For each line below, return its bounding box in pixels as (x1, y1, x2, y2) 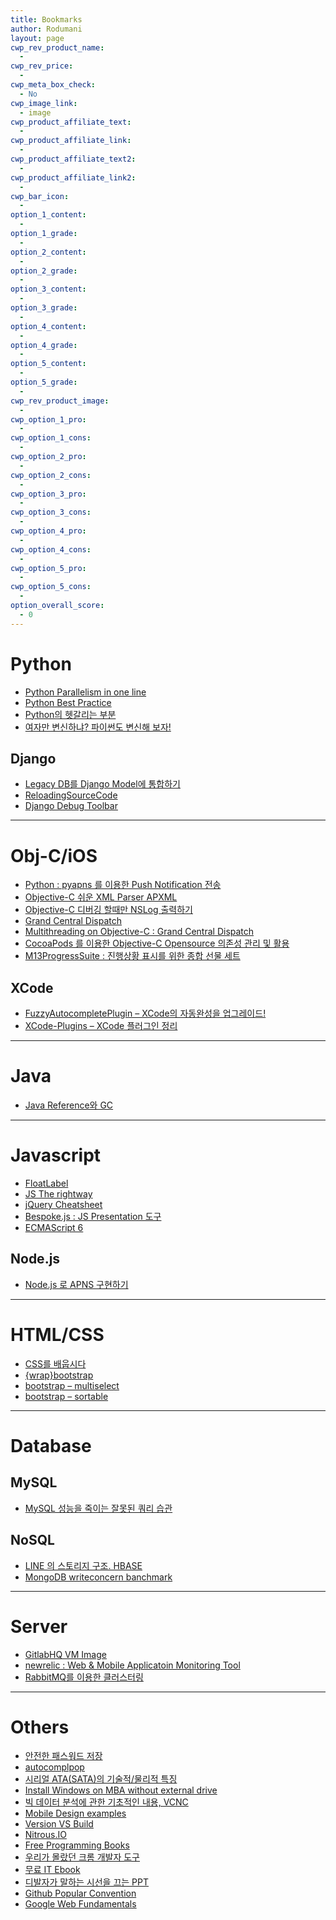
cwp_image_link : (10, 98, 78, 108)
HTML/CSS (10, 1324, 105, 1346)
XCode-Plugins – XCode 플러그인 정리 (24, 1020, 178, 1032)
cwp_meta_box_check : (10, 80, 97, 90)
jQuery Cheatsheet (24, 1199, 103, 1210)
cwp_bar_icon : (10, 191, 70, 201)
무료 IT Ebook (24, 1864, 81, 1876)
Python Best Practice (24, 696, 112, 708)
